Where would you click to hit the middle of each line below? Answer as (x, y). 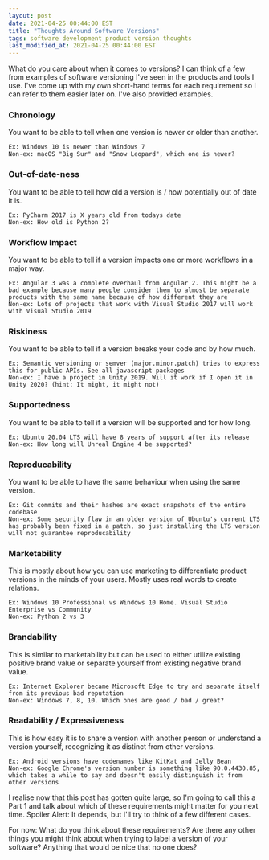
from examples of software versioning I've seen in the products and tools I (131, 77)
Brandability (33, 637)
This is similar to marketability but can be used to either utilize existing (124, 654)
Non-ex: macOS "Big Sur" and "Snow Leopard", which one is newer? (122, 154)
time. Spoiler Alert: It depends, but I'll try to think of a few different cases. (130, 814)
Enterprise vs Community (50, 610)
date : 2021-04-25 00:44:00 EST (61, 23)
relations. (24, 588)
